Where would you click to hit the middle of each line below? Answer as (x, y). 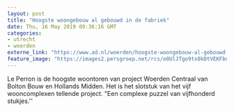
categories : (24, 33)
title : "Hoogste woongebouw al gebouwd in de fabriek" (88, 20)
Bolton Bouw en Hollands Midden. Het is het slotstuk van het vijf (99, 86)
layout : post (26, 14)
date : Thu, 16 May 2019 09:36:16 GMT (62, 26)
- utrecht (22, 40)
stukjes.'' (20, 101)
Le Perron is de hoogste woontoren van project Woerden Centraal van (108, 79)
